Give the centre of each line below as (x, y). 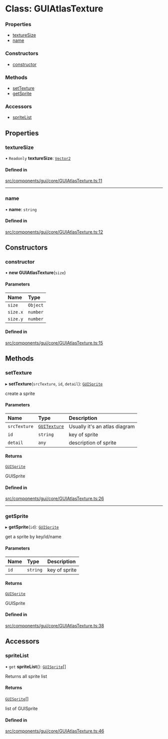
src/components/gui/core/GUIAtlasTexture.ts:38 (54, 626)
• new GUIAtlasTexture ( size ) (35, 272)
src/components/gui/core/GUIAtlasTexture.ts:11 (54, 181)
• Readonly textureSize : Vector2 (38, 158)
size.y (15, 319)
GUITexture (51, 426)
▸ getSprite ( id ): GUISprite (32, 527)
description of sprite (92, 442)
